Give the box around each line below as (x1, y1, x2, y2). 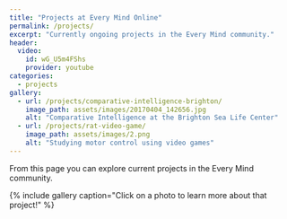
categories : (9, 72, 54, 81)
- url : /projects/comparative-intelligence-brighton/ (17, 96, 222, 106)
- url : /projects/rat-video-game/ (17, 122, 146, 131)
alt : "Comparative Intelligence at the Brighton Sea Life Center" (25, 113, 279, 122)
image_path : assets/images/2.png (25, 130, 151, 139)
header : (9, 38, 39, 48)
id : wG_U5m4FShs (25, 55, 87, 64)
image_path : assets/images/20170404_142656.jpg (25, 105, 206, 114)
